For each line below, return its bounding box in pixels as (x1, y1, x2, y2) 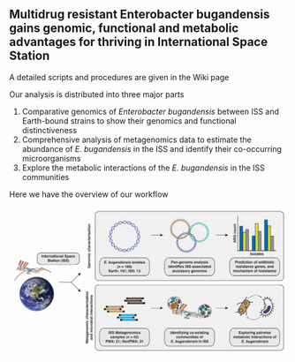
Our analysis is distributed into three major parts (9, 88, 185, 100)
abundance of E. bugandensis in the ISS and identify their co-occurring (21, 143, 283, 154)
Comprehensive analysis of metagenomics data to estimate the (21, 134, 252, 145)
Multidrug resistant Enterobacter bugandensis (9, 7, 270, 22)
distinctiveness (21, 124, 78, 135)
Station (9, 49, 50, 64)
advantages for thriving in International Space (9, 34, 268, 49)
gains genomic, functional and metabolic (9, 21, 239, 36)
